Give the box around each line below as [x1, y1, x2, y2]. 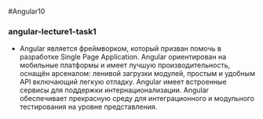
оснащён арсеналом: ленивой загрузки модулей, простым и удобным [19, 69, 255, 78]
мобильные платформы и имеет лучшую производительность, [19, 60, 231, 70]
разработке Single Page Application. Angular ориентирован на [19, 52, 227, 62]
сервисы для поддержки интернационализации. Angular [19, 85, 210, 95]
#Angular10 [8, 7, 46, 16]
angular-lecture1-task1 [8, 26, 97, 37]
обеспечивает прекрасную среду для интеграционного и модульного [19, 94, 255, 103]
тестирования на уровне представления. [19, 102, 158, 112]
